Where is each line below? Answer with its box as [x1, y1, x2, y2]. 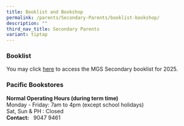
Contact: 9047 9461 [6, 114, 61, 121]
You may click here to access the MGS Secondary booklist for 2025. [6, 65, 178, 73]
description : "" [6, 20, 48, 26]
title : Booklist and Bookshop [6, 9, 84, 15]
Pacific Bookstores [6, 80, 64, 89]
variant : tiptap [6, 32, 48, 38]
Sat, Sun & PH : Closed [6, 107, 64, 114]
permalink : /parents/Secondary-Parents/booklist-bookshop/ [6, 15, 160, 21]
